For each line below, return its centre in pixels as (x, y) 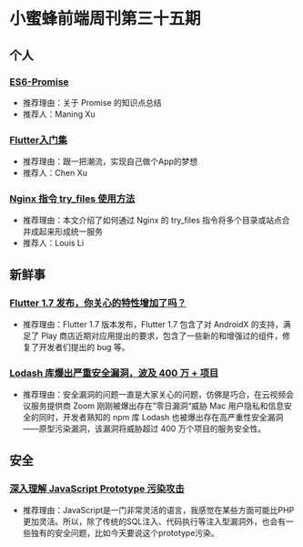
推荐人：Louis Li (53, 243)
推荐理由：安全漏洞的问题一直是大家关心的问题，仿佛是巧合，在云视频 (154, 395)
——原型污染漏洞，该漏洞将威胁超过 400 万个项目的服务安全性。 (144, 428)
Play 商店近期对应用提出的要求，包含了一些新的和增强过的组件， (162, 336)
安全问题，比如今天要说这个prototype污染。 (137, 533)
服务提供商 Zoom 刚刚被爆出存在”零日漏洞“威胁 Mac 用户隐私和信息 (157, 406)
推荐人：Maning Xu (59, 114)
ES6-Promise (40, 81)
